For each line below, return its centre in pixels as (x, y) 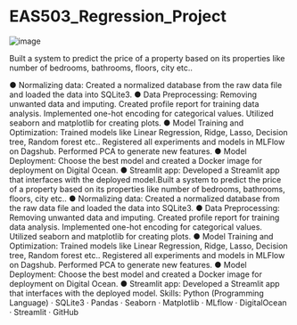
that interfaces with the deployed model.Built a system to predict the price (145, 179)
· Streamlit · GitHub (44, 312)
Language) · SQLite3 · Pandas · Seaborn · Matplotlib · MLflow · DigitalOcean (148, 302)
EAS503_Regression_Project (118, 16)
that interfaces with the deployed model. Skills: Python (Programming (137, 293)
